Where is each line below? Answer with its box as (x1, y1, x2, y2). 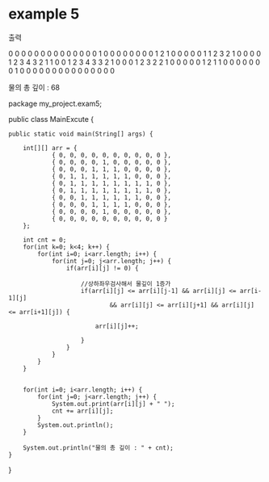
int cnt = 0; (23, 236, 67, 244)
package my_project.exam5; (8, 98, 103, 108)
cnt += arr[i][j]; (51, 407, 114, 415)
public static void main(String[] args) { (8, 130, 153, 138)
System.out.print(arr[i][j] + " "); (51, 400, 175, 408)
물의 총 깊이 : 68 (8, 82, 61, 92)
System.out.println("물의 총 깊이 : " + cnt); (23, 443, 174, 452)
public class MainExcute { (8, 114, 95, 124)
